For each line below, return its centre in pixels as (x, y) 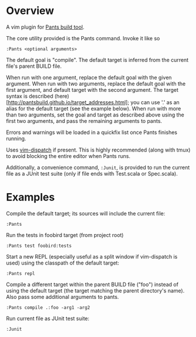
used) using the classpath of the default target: (63, 263)
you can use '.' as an (155, 102)
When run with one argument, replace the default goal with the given (89, 77)
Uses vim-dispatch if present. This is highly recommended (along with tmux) (98, 150)
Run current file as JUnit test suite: (48, 318)
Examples (30, 197)
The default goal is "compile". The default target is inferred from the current (97, 60)
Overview (30, 11)
